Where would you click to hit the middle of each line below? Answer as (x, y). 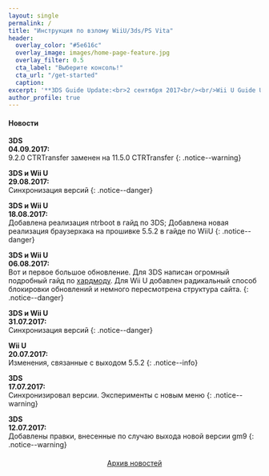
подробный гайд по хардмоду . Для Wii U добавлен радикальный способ (133, 281)
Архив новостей (134, 463)
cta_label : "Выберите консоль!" (70, 68)
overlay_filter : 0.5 (50, 61)
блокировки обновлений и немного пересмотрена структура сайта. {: (128, 290)
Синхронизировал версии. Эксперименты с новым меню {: (110, 395)
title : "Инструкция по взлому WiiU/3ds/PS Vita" (91, 30)
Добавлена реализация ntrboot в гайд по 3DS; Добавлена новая (119, 223)
